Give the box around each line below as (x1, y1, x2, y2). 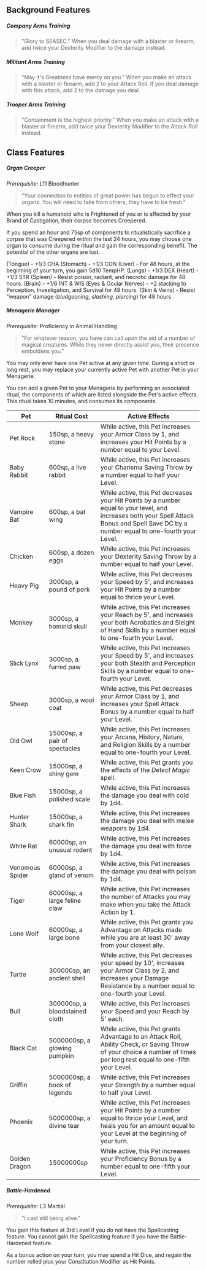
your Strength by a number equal (100, 1080, 196, 1089)
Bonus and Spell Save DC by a (100, 519, 188, 527)
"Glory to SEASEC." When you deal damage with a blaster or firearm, (21, 37, 196, 45)
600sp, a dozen (48, 548, 94, 557)
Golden (9, 1154, 31, 1163)
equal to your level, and (100, 503, 167, 512)
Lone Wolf (9, 929, 39, 938)
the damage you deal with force (100, 841, 192, 850)
